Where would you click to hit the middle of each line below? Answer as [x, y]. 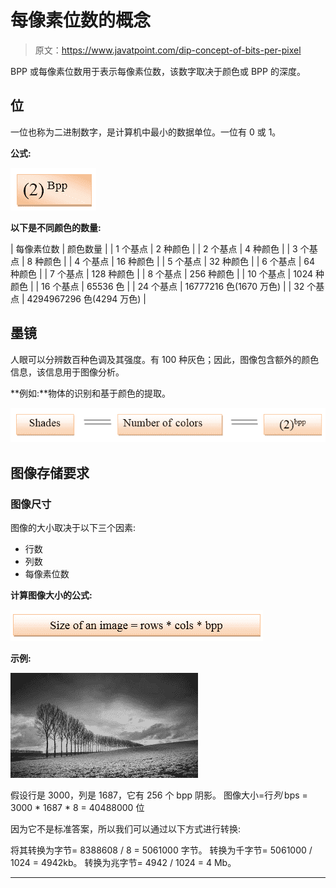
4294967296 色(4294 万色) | [86, 298]
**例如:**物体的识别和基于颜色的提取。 [91, 393]
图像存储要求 [50, 472]
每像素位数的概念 [81, 20]
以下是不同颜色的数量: [56, 227]
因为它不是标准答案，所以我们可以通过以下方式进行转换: [126, 828]
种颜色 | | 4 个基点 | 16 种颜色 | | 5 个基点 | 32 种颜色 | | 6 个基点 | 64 [175, 261]
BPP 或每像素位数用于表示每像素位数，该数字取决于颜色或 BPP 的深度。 [158, 71]
